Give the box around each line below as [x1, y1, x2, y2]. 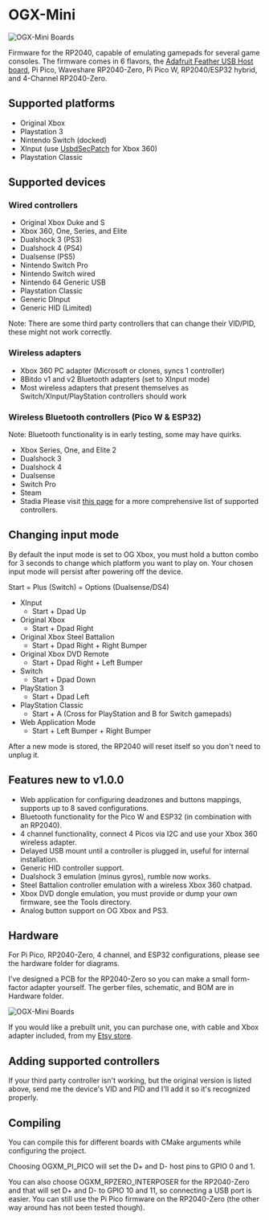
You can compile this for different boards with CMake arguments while [8, 1137, 242, 1147]
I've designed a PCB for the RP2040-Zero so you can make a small [8, 974, 230, 984]
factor [8, 983, 28, 993]
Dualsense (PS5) [19, 252, 76, 262]
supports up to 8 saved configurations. [19, 803, 149, 813]
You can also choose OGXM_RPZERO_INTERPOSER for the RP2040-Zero [8, 1177, 251, 1187]
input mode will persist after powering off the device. [8, 567, 183, 576]
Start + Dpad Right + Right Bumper [31, 641, 147, 650]
